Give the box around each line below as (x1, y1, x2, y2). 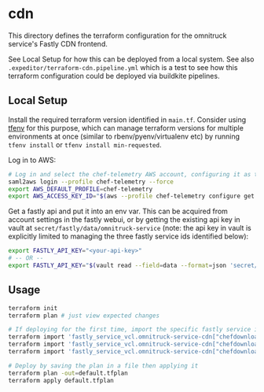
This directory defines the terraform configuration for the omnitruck (8, 31, 227, 40)
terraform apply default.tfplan (8, 376, 114, 384)
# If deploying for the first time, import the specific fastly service (8, 326, 251, 334)
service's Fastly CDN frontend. (8, 39, 108, 48)
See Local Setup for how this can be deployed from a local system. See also (8, 54, 255, 64)
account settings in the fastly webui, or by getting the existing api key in (8, 215, 241, 224)
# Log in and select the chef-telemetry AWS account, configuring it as (8, 170, 251, 178)
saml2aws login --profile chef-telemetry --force (8, 178, 174, 186)
